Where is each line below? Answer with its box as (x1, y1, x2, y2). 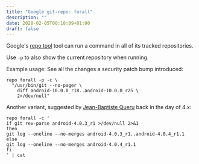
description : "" (6, 14, 47, 20)
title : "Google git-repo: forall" (6, 8, 93, 15)
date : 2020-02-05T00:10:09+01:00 (6, 20, 90, 26)
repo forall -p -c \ (6, 77, 58, 83)
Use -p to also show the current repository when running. (6, 54, 149, 61)
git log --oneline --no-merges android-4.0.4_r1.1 (6, 142, 136, 148)
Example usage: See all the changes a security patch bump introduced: (6, 66, 183, 73)
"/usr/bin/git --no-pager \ (11, 83, 83, 89)
